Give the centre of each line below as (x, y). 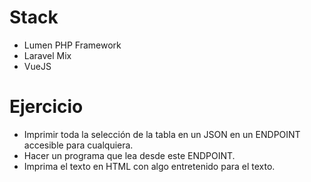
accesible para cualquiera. (78, 145)
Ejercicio (46, 107)
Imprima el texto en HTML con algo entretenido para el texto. (149, 166)
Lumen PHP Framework (72, 45)
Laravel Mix (47, 55)
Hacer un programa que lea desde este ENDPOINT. (129, 155)
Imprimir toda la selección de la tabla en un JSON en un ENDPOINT (162, 134)
